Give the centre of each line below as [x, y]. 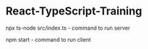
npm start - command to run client [48, 39]
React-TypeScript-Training [74, 11]
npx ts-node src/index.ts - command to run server [68, 28]
